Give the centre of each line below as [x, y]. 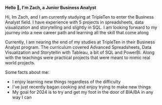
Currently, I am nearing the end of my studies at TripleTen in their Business [80, 42]
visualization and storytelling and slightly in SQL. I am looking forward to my [81, 27]
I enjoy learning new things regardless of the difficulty [66, 82]
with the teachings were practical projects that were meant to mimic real [78, 58]
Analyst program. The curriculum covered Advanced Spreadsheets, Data [78, 47]
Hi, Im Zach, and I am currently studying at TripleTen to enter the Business [80, 17]
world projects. [20, 63]
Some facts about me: [27, 72]
